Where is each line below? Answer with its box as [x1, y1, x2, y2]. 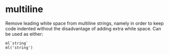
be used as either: [5, 31, 43, 37]
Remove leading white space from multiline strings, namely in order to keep [5, 20, 164, 26]
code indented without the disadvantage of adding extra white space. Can [5, 25, 161, 31]
